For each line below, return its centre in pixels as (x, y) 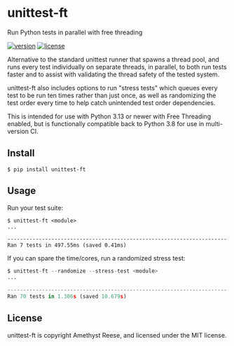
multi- (214, 123)
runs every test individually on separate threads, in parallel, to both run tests (117, 67)
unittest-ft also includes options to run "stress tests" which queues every (113, 88)
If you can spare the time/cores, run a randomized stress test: (96, 258)
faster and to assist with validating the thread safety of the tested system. (113, 74)
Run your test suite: (35, 207)
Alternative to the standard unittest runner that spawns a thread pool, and (113, 59)
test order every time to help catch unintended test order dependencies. (111, 102)
